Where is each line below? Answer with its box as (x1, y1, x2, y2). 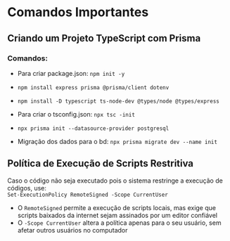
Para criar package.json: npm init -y (17, 69, 125, 77)
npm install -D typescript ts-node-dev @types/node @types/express (17, 98, 219, 105)
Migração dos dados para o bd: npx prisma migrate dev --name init (17, 137, 218, 145)
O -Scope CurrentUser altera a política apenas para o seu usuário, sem (17, 219, 222, 227)
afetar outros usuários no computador (17, 226, 128, 234)
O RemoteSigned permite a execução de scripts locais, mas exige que (17, 203, 217, 211)
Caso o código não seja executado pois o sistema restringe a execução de (7, 176, 223, 185)
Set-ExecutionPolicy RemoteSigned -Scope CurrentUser (7, 191, 169, 198)
